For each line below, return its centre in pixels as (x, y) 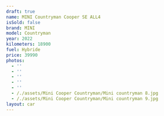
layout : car (20, 104)
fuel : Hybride (23, 50)
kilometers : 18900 (28, 45)
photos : (16, 60)
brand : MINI (20, 28)
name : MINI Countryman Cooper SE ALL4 (53, 17)
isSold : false (23, 22)
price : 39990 (22, 55)
